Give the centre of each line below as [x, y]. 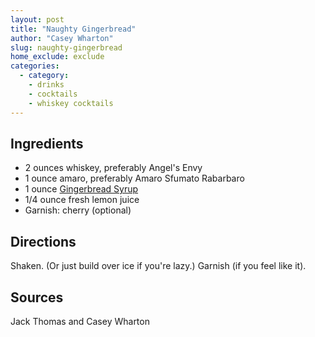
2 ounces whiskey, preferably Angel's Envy [113, 168]
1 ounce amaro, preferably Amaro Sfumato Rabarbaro [134, 178]
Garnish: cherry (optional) [78, 210]
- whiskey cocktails [71, 103]
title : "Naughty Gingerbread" [73, 29]
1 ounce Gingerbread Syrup [81, 189]
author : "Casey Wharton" [62, 38]
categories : [35, 66]
